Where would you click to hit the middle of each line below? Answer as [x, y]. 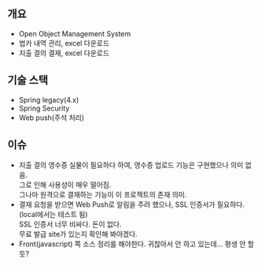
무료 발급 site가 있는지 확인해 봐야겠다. [78, 234]
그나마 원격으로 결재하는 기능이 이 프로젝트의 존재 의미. [103, 195]
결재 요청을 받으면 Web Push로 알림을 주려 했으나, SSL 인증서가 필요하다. [131, 204]
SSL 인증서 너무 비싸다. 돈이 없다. [70, 224]
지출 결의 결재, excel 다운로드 [64, 53]
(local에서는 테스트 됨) [53, 215]
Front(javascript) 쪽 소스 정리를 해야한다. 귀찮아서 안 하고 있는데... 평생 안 [132, 244]
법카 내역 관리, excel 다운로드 [64, 43]
